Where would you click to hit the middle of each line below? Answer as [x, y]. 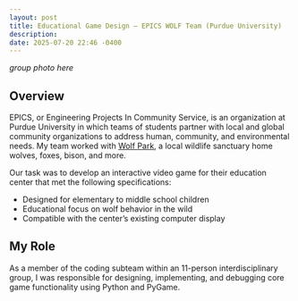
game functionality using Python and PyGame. [95, 287]
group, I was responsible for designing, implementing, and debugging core [147, 277]
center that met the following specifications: [90, 182]
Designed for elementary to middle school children [115, 200]
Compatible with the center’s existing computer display [123, 219]
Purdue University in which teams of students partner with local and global [147, 127]
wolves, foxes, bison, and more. [68, 155]
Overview [37, 96]
